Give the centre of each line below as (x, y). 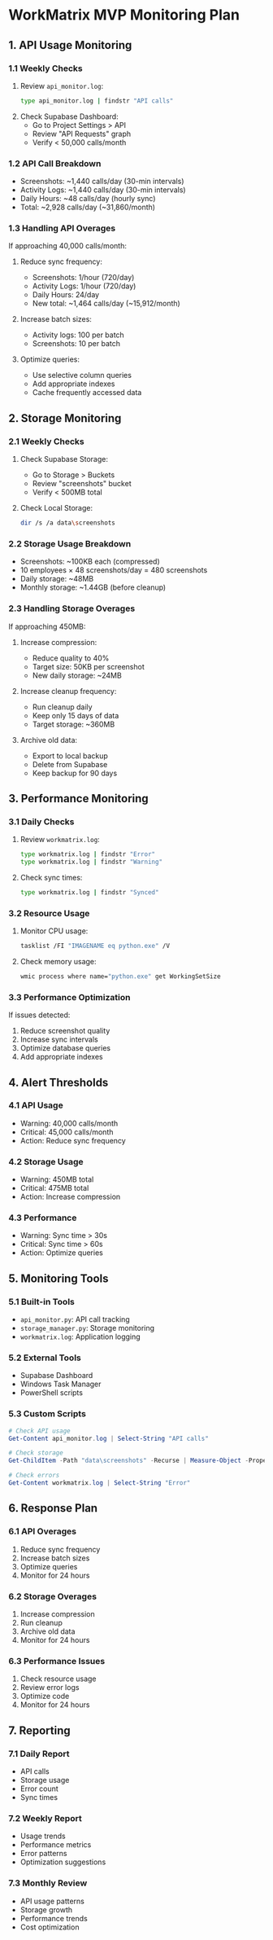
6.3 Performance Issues (57, 1661)
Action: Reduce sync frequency (73, 1140)
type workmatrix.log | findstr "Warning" (91, 862)
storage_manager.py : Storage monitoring (87, 1328)
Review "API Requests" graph (82, 134)
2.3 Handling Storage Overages (72, 608)
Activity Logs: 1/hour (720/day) (84, 286)
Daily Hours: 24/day (66, 295)
